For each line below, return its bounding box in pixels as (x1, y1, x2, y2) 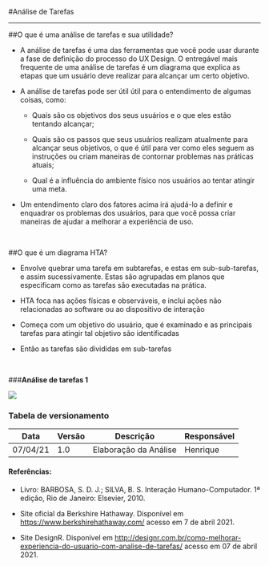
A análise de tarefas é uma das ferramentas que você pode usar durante (19, 46, 259, 55)
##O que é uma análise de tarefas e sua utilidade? (8, 30, 174, 39)
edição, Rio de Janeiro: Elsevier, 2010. (19, 493, 146, 503)
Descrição (114, 431, 155, 442)
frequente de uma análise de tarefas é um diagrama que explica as (19, 63, 240, 71)
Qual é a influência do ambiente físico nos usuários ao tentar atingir (31, 176, 255, 185)
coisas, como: (19, 95, 66, 104)
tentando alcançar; (31, 119, 94, 128)
